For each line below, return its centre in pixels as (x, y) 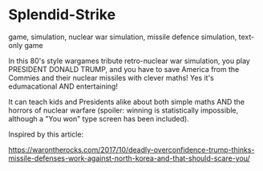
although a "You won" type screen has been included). (99, 118)
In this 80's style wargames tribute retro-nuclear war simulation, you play (129, 61)
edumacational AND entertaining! (63, 86)
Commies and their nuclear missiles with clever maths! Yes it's (111, 78)
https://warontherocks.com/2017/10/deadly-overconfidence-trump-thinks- (131, 149)
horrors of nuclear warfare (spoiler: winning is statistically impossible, (123, 110)
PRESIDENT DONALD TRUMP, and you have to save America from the (124, 69)
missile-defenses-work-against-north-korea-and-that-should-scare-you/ (129, 158)
